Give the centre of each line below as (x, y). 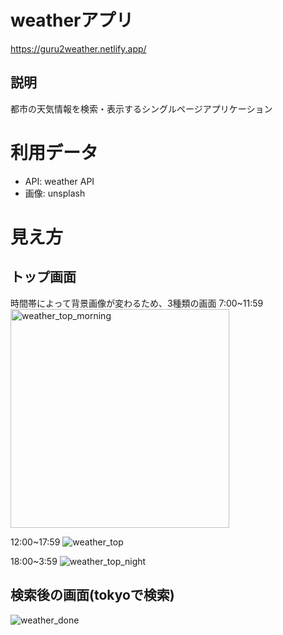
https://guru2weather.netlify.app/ (78, 48)
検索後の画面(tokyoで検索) (92, 595)
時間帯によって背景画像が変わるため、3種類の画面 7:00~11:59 (137, 303)
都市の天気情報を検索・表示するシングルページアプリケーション (141, 108)
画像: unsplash (55, 193)
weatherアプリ (72, 20)
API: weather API (59, 181)
